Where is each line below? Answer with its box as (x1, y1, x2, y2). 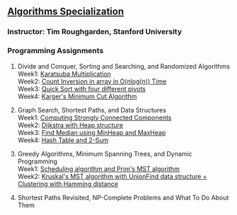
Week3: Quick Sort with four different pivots (17, 84, 146, 93)
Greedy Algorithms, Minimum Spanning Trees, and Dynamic (17, 149, 192, 158)
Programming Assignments (7, 46, 104, 56)
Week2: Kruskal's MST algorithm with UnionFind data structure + (17, 172, 207, 180)
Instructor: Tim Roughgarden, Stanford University (7, 27, 183, 37)
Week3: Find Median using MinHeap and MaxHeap (17, 128, 166, 136)
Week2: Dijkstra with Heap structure (17, 120, 124, 129)
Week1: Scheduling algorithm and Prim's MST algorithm (17, 164, 180, 173)
